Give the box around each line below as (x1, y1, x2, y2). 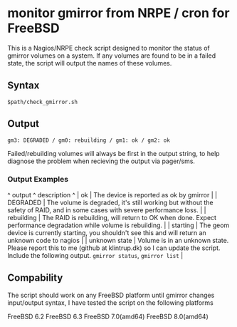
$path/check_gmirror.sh (7, 98, 78, 105)
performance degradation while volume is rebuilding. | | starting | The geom (7, 221, 230, 229)
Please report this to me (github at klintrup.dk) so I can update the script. (7, 244, 221, 252)
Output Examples (7, 175, 69, 185)
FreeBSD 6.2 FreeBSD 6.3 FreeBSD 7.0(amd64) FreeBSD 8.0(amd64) (7, 312, 209, 321)
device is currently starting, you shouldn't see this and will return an (7, 228, 206, 237)
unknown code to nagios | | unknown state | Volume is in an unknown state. (7, 236, 229, 244)
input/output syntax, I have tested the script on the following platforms (7, 298, 214, 307)
